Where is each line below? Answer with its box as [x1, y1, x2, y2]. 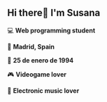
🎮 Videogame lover [7, 70, 66, 78]
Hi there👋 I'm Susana [7, 7, 101, 19]
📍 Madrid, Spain [7, 42, 55, 51]
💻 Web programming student [7, 26, 96, 34]
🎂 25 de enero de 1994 [7, 56, 74, 64]
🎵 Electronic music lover [7, 86, 80, 95]
